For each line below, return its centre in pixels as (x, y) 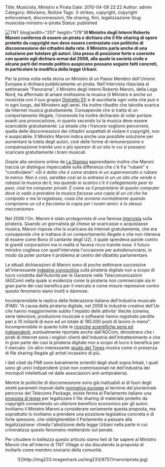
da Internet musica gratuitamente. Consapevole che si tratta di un (71, 110)
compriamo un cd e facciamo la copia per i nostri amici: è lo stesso (74, 204)
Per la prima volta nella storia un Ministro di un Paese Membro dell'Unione (80, 79)
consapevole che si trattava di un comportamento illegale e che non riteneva (83, 234)
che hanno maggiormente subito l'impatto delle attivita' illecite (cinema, (78, 311)
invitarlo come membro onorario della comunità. (54, 450)
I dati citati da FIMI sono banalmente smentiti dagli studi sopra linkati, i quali (82, 363)
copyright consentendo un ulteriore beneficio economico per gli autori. (77, 404)
